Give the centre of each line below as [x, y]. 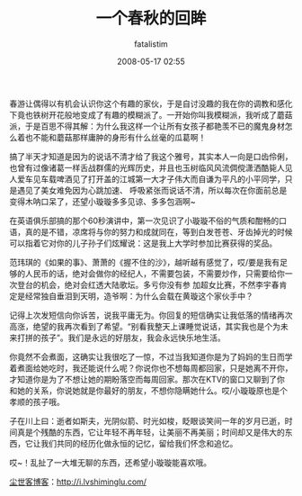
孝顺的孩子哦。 [37, 401]
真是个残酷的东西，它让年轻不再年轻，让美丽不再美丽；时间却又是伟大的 [151, 432]
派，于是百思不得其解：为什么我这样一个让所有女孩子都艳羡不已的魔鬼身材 [147, 126]
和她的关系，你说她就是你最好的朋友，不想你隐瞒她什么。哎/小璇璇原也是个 [149, 390]
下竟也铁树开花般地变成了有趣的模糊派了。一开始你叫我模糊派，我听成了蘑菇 [151, 114]
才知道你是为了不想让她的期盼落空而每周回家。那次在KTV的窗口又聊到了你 [147, 379]
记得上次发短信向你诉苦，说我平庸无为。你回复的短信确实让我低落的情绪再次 [151, 315]
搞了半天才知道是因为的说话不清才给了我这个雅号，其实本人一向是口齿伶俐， [151, 156]
